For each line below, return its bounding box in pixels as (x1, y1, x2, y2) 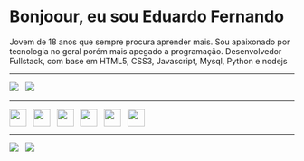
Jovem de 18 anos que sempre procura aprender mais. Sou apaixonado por (9, 36, 290, 47)
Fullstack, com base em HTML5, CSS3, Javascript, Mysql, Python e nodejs (9, 55, 288, 66)
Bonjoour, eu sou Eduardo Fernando (9, 6, 285, 27)
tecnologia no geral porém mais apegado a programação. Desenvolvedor (9, 45, 282, 56)
